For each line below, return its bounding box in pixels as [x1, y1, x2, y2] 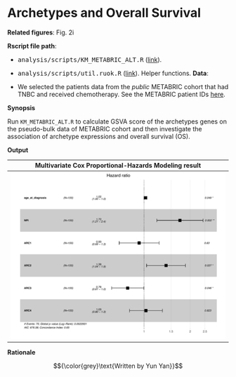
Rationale [7, 348, 36, 357]
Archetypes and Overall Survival [7, 5, 202, 21]
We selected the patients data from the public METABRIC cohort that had [17, 82, 229, 91]
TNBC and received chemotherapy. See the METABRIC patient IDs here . [17, 90, 226, 98]
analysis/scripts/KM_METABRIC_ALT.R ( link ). [17, 55, 162, 64]
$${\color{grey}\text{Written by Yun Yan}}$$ [53, 362, 183, 370]
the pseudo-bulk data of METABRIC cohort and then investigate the [7, 124, 202, 133]
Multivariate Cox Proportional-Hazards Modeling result [34, 161, 202, 170]
